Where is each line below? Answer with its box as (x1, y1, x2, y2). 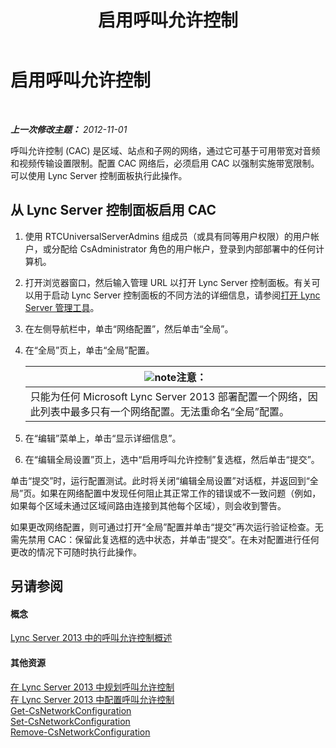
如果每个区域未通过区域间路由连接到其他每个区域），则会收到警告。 (10, 499, 287, 511)
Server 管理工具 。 (24, 301, 100, 313)
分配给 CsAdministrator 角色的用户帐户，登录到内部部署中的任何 (51, 242, 317, 255)
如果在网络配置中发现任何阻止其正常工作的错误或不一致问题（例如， (40, 487, 322, 499)
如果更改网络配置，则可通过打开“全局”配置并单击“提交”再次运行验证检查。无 (10, 521, 324, 533)
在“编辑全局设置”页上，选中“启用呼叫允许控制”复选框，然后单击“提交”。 (24, 453, 320, 465)
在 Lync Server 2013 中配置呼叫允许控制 (10, 693, 175, 705)
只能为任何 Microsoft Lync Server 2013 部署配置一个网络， (29, 389, 308, 403)
